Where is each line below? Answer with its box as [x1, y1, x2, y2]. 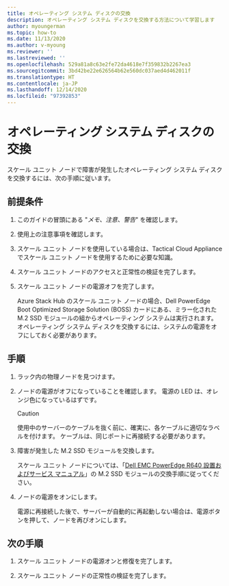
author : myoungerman [7, 23, 66, 29]
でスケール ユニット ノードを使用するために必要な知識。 [16, 253, 176, 261]
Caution [16, 409, 40, 418]
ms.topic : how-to [7, 29, 57, 36]
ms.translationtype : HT [7, 73, 75, 81]
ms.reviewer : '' [7, 49, 53, 55]
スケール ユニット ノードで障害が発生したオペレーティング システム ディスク [7, 165, 223, 173]
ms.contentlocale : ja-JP [7, 80, 78, 87]
